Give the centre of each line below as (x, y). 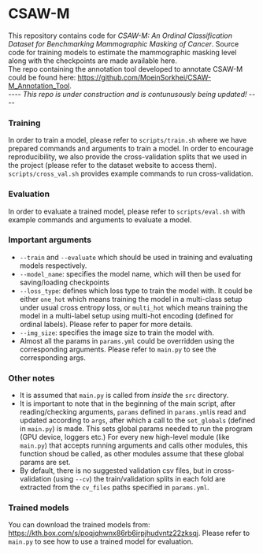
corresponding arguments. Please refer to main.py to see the (118, 349)
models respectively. (53, 266)
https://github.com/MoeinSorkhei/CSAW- (144, 77)
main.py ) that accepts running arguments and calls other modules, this (133, 445)
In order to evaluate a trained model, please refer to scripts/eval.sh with (127, 211)
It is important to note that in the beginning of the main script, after (128, 403)
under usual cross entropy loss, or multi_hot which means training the (133, 307)
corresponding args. (53, 357)
